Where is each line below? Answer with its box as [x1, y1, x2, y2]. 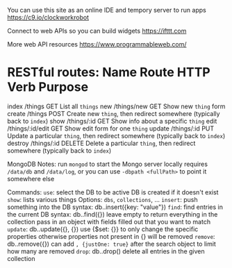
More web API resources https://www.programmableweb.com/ [7, 40, 187, 48]
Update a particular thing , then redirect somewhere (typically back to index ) [7, 131, 226, 140]
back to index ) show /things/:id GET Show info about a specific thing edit [7, 117, 217, 125]
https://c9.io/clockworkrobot [7, 13, 89, 22]
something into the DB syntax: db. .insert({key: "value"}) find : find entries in [7, 203, 224, 211]
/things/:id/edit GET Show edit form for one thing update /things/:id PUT [7, 124, 215, 133]
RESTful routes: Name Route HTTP [7, 65, 210, 81]
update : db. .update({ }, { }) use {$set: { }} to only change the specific [7, 225, 199, 233]
